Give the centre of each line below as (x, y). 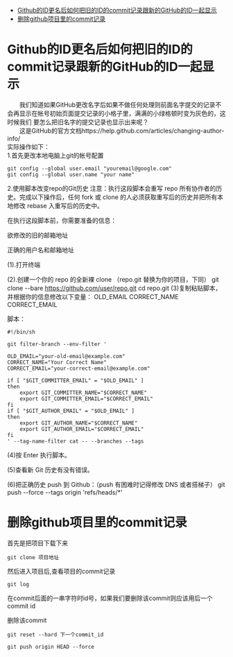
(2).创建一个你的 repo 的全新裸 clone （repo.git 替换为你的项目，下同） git (113, 279)
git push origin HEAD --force (51, 647)
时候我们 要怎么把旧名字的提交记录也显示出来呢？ (78, 122)
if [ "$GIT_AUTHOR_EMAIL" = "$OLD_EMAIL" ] (71, 411)
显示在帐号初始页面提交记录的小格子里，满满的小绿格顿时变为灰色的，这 (122, 113)
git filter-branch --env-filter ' (57, 344)
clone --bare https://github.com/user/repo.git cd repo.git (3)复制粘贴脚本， (114, 288)
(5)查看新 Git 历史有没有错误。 (50, 470)
